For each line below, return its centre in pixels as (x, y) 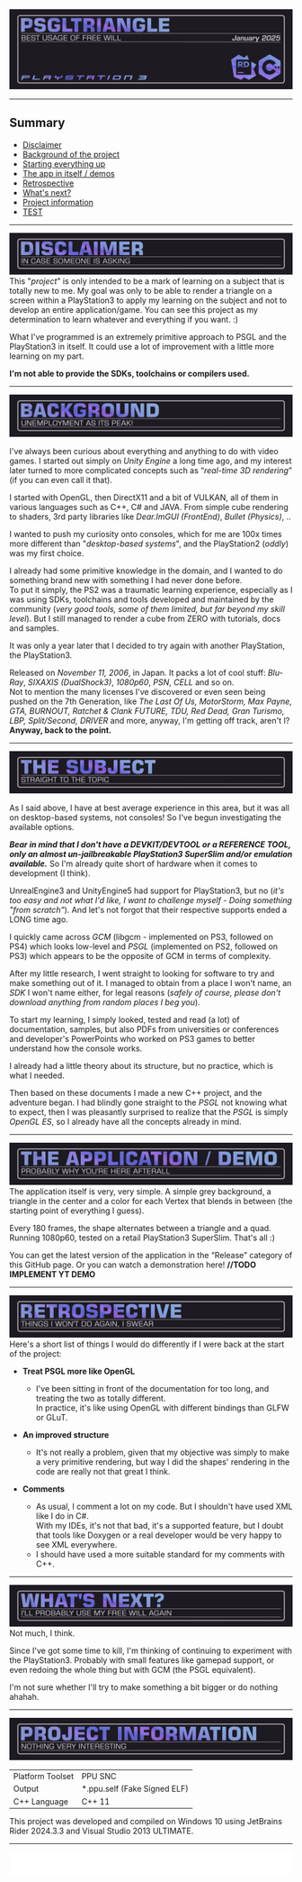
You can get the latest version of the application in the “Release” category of (151, 1255)
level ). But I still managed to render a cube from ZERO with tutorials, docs (145, 619)
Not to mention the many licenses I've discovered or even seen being (138, 692)
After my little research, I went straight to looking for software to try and (142, 973)
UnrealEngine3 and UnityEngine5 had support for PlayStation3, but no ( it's (147, 891)
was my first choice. (47, 553)
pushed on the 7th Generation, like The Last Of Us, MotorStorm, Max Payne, (151, 701)
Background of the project (71, 154)
